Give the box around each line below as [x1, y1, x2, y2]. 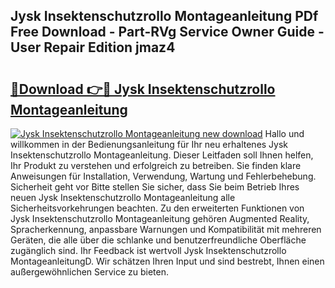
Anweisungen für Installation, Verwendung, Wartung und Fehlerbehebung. [10, 170, 317, 182]
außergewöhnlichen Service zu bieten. [10, 266, 170, 278]
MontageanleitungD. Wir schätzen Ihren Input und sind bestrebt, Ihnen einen [10, 255, 325, 267]
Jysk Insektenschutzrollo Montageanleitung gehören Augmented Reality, [10, 213, 310, 224]
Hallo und [264, 128, 305, 139]
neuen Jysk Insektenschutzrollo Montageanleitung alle [10, 192, 236, 203]
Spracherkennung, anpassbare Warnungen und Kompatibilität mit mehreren [10, 224, 322, 235]
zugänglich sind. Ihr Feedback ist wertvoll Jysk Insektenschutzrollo [10, 245, 287, 256]
